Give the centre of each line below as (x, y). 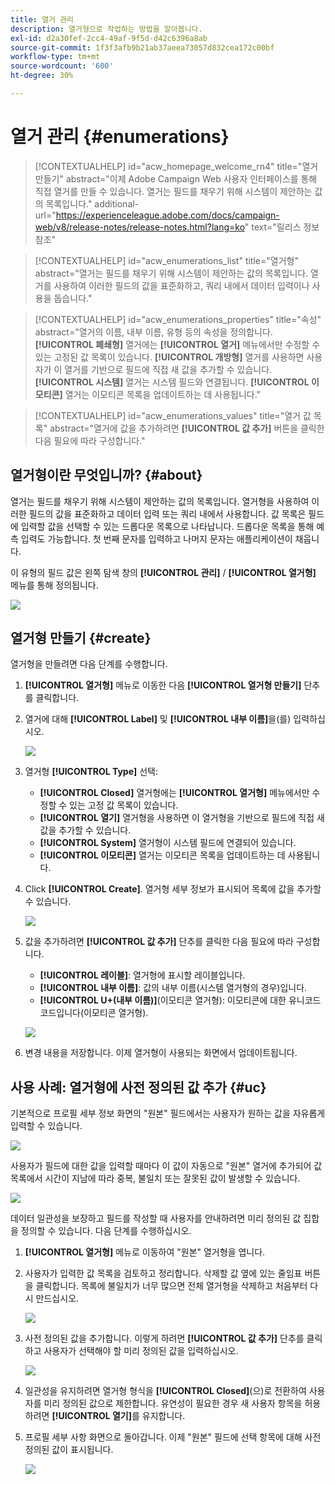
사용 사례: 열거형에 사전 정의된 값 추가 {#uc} (138, 1087)
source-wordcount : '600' (62, 66)
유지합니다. (163, 1416)
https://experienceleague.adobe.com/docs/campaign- (167, 215)
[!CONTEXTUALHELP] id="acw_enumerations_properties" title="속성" (178, 319)
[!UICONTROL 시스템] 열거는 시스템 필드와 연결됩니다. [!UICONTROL (172, 382)
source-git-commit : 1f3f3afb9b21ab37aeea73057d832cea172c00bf (142, 47)
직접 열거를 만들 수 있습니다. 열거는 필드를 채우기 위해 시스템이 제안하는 (173, 191)
